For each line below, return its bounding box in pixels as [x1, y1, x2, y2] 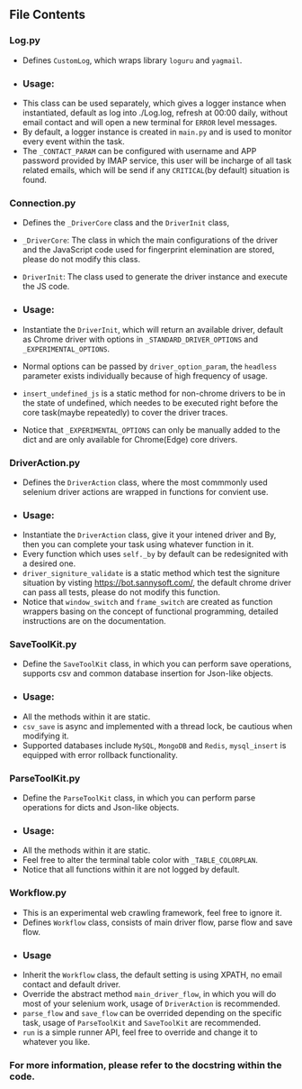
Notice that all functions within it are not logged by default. [22, 865, 240, 875]
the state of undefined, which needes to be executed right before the [22, 397, 279, 408]
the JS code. [22, 281, 70, 292]
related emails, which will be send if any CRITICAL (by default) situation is [22, 164, 290, 175]
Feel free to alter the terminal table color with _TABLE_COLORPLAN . [22, 855, 259, 865]
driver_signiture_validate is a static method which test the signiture [22, 568, 280, 579]
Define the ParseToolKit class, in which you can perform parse [22, 792, 256, 803]
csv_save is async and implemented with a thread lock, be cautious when [22, 720, 293, 731]
